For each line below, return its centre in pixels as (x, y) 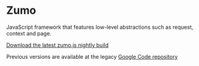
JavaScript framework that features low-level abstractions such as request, (100, 27)
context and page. (29, 33)
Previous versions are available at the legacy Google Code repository (92, 56)
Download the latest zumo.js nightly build (57, 45)
